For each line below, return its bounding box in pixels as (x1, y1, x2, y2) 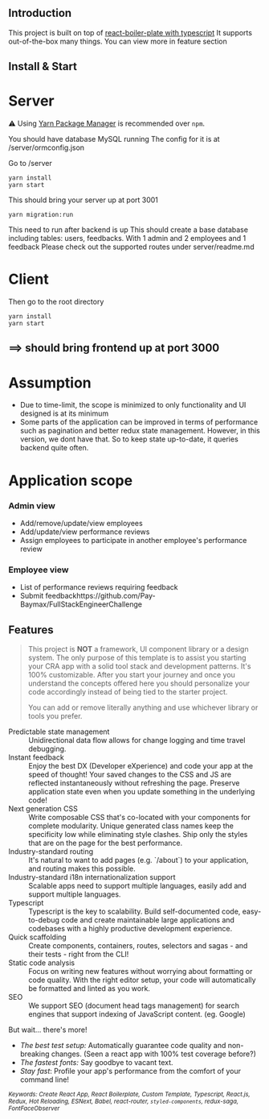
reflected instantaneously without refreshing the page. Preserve (28, 778, 240, 788)
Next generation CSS (8, 804, 78, 813)
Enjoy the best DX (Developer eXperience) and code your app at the (28, 761, 254, 770)
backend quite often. (19, 443, 89, 453)
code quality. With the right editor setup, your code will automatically (28, 975, 256, 984)
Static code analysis (8, 958, 75, 968)
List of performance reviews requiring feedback (19, 582, 178, 592)
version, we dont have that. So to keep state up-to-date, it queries (19, 434, 238, 444)
